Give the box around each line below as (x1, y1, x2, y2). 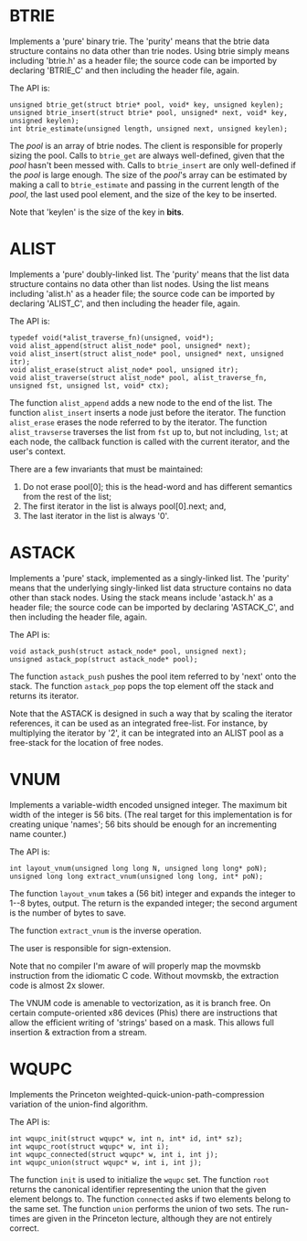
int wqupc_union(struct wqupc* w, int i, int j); (9, 1158, 203, 1167)
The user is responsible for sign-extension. (9, 942, 172, 953)
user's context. (9, 445, 67, 457)
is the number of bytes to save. (9, 907, 126, 918)
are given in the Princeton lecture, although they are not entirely (31, 1213, 272, 1224)
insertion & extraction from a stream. (9, 1026, 148, 1037)
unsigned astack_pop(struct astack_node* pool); (9, 654, 198, 663)
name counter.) (9, 828, 67, 839)
